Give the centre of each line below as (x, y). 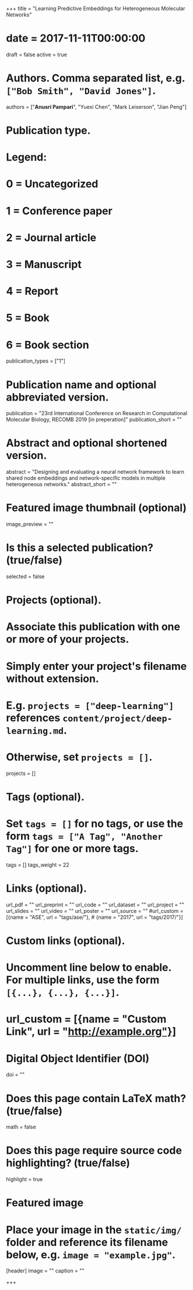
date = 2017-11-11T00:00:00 (76, 38)
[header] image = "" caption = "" (45, 1271)
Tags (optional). (45, 797)
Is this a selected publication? (80, 548)
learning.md (35, 731)
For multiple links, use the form (83, 980)
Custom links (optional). (66, 941)
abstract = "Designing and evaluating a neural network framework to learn (95, 472)
